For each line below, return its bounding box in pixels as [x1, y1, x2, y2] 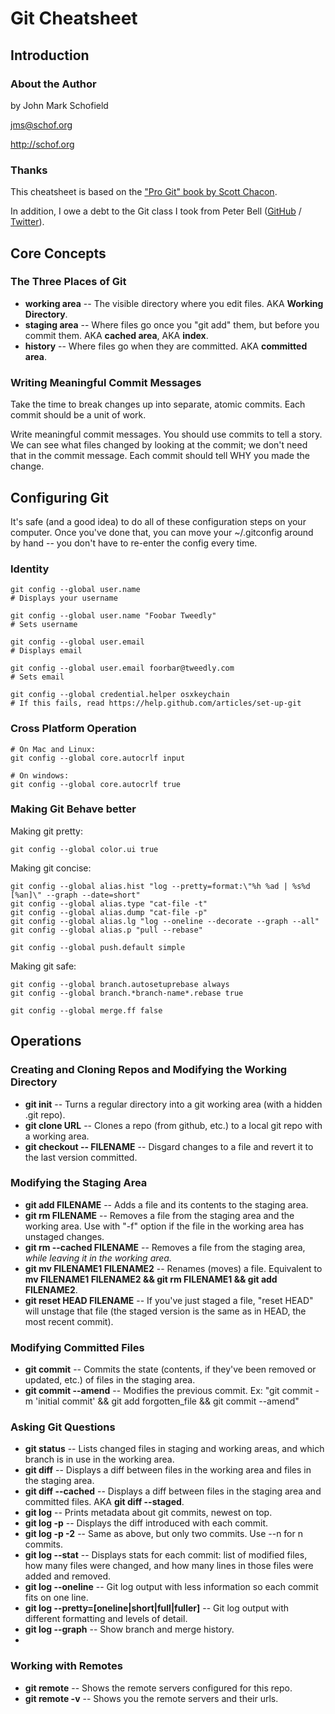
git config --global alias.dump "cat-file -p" [10, 907, 208, 917]
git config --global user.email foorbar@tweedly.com [10, 663, 235, 674]
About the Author [10, 77, 97, 91]
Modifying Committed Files [10, 1340, 145, 1354]
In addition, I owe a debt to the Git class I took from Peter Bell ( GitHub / [10, 205, 302, 217]
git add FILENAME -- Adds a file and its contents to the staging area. [24, 1198, 309, 1211]
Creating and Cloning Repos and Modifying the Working [10, 1063, 288, 1077]
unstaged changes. [24, 1230, 105, 1242]
